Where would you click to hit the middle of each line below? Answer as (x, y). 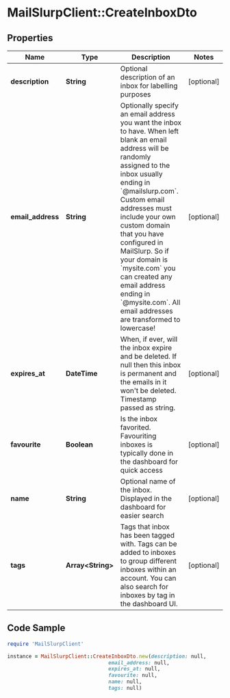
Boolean (80, 445)
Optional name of (148, 481)
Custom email (142, 200)
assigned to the (145, 165)
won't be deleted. (148, 390)
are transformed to (150, 320)
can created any (146, 277)
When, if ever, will (149, 339)
